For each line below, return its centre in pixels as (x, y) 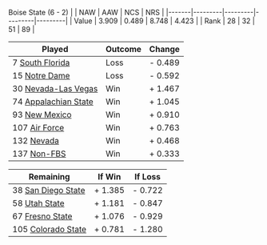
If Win (110, 177)
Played (55, 49)
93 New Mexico (42, 114)
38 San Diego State (49, 190)
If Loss (148, 177)
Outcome (124, 49)
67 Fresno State (42, 216)
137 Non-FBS (39, 154)
